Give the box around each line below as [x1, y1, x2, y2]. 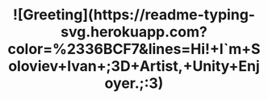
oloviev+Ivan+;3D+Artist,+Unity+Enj [7, 57, 261, 76]
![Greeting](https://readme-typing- [13, 6, 255, 24]
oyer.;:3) [104, 74, 164, 93]
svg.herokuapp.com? [60, 23, 208, 41]
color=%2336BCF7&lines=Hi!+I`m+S [7, 40, 261, 58]
